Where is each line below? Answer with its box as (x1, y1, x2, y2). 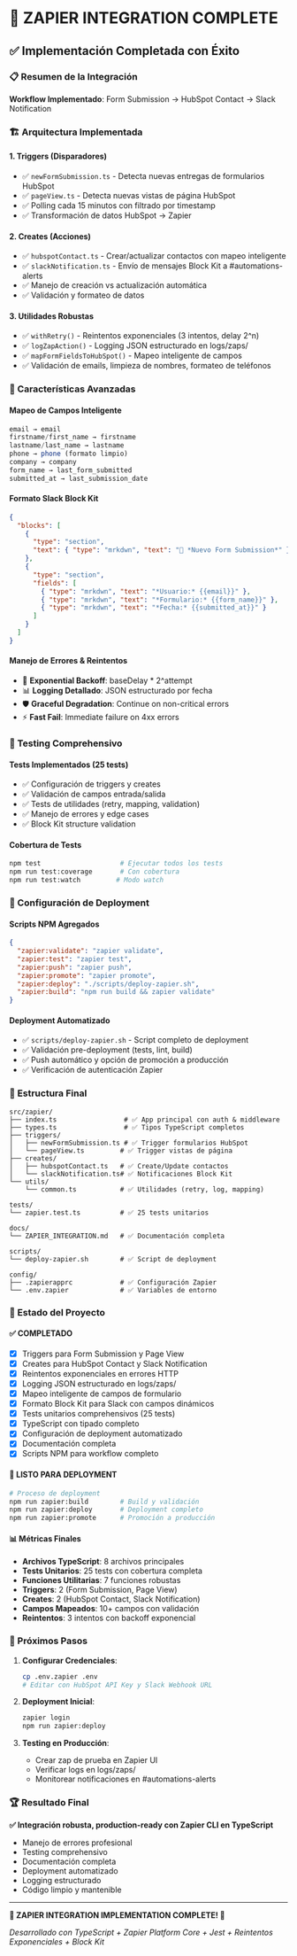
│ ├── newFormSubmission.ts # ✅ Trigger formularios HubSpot (9, 1138, 249, 1147)
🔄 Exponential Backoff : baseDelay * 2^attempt (21, 675, 193, 686)
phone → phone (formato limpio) (9, 449, 128, 459)
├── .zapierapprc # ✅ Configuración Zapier (9, 1277, 217, 1287)
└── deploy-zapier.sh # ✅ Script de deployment (9, 1254, 217, 1263)
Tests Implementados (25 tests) (9, 759, 129, 770)
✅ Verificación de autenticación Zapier (21, 1065, 164, 1075)
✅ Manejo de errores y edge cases (21, 809, 149, 819)
